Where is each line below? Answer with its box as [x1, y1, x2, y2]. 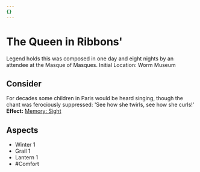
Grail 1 [14, 147, 31, 154]
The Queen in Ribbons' [6, 34, 123, 48]
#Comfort [14, 161, 39, 168]
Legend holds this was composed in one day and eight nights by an [6, 55, 173, 62]
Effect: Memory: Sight [6, 107, 61, 115]
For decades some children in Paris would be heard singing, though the [6, 95, 184, 102]
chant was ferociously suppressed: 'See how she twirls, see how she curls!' [6, 101, 195, 109]
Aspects [6, 125, 39, 135]
